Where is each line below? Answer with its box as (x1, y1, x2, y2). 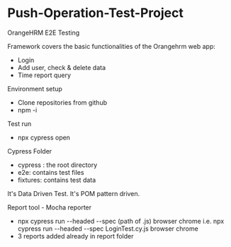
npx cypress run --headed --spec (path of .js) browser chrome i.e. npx (17, 217, 225, 225)
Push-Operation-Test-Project (7, 5, 184, 21)
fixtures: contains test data (17, 176, 96, 184)
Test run (7, 119, 32, 128)
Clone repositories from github (17, 98, 108, 107)
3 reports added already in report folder (17, 231, 134, 240)
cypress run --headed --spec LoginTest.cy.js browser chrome (17, 224, 198, 233)
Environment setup (7, 84, 62, 93)
